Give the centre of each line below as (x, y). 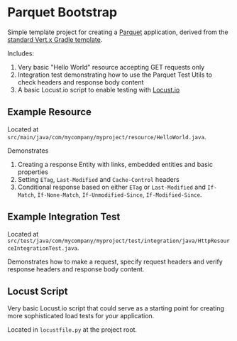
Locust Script (38, 291)
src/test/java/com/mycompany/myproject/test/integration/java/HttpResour (119, 241)
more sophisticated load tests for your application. (81, 316)
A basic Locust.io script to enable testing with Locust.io (99, 90)
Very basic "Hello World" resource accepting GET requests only (111, 67)
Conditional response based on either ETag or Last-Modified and (111, 187)
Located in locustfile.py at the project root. (72, 330)
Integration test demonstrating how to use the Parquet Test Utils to (115, 75)
